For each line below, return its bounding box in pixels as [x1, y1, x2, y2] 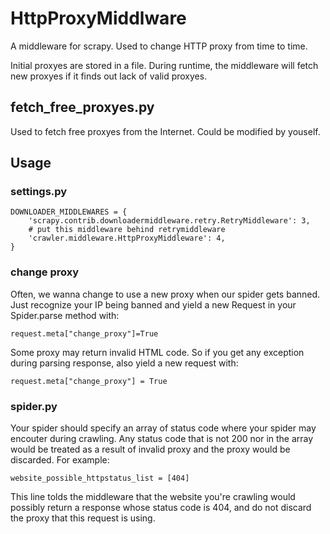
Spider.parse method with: [10, 309, 120, 321]
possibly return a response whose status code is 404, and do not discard [10, 502, 312, 514]
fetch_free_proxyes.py [10, 99, 155, 116]
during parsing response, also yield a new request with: [10, 357, 239, 369]
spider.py [10, 399, 58, 413]
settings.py [10, 185, 68, 199]
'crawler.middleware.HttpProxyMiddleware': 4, [28, 233, 226, 244]
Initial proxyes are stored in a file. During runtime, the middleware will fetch [10, 59, 319, 71]
